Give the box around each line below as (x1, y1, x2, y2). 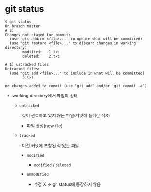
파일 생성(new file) (26, 123, 63, 129)
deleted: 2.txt (22, 54, 60, 58)
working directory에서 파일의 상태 (12, 93, 78, 98)
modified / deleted (34, 162, 71, 168)
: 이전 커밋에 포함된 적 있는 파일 (19, 142, 79, 148)
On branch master (5, 23, 40, 29)
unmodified (26, 172, 49, 177)
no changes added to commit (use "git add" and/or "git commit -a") (5, 83, 147, 88)
